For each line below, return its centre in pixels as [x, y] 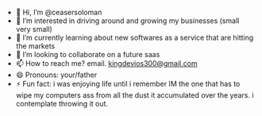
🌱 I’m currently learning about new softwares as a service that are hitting [135, 37]
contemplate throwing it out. [62, 104]
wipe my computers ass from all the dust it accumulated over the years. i [135, 95]
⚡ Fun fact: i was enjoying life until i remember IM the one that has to [128, 84]
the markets [35, 46]
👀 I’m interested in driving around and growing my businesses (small [127, 21]
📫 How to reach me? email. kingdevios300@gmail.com [106, 63]
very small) [34, 29]
